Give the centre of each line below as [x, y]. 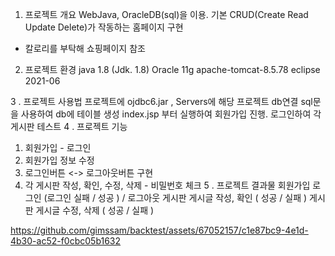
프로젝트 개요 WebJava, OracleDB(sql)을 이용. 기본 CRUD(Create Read [166, 14]
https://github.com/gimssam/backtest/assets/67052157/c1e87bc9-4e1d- [159, 230]
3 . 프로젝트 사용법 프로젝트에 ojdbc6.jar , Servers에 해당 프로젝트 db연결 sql [161, 101]
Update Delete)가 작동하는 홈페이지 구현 [104, 27]
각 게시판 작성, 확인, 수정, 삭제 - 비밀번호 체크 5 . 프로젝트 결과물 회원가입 [167, 185]
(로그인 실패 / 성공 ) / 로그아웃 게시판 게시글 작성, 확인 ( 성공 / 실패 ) [175, 197]
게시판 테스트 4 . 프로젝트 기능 [69, 126]
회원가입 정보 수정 [59, 160]
